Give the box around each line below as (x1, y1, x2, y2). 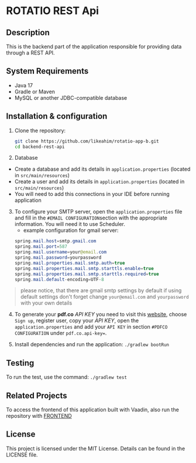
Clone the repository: (14, 127, 66, 134)
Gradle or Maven (14, 88, 56, 95)
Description (6, 28, 50, 38)
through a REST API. (6, 49, 55, 56)
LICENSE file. (6, 451, 38, 458)
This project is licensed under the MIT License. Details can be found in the (6, 445, 185, 452)
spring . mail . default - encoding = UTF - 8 (14, 276, 104, 282)
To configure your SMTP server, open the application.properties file (14, 208, 183, 215)
